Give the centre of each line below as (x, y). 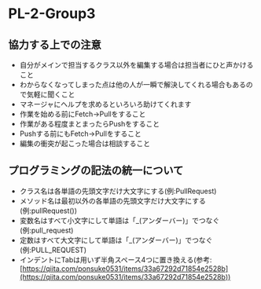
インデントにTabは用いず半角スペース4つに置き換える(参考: (116, 259)
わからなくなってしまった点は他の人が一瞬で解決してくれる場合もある (132, 84)
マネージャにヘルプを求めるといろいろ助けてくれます (105, 104)
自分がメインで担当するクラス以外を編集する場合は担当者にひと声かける (136, 65)
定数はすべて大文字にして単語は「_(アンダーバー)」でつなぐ (116, 240)
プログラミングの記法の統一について (96, 171)
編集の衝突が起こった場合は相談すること (85, 143)
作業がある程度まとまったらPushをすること (90, 124)
